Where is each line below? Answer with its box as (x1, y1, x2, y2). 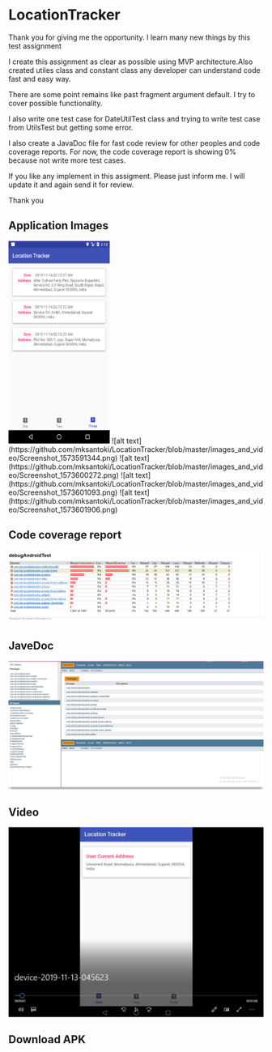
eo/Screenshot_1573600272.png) (8, 470, 119, 479)
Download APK (8, 1033, 87, 1046)
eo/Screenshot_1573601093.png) (8, 488, 118, 497)
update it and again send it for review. (8, 180, 134, 190)
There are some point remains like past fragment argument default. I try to (8, 89, 256, 99)
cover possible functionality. (8, 98, 103, 108)
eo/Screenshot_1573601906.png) (8, 505, 118, 514)
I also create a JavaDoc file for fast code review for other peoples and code (8, 138, 261, 147)
